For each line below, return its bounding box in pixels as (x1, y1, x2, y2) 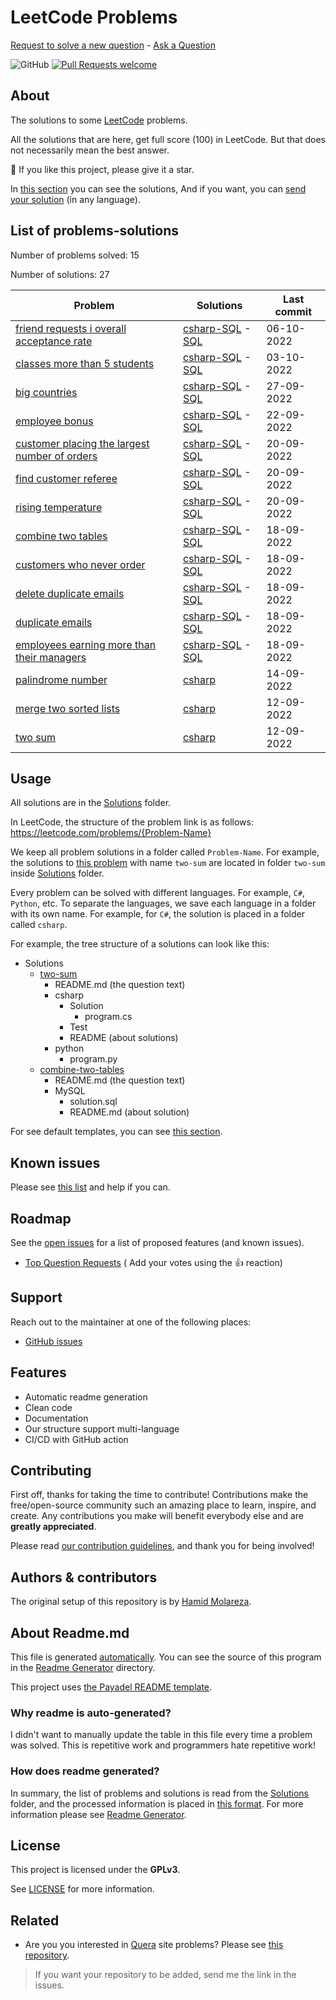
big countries (15, 385, 78, 399)
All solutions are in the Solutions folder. (10, 797, 172, 809)
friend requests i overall (15, 321, 127, 335)
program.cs (84, 1011, 133, 1023)
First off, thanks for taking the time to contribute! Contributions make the (10, 1489, 309, 1501)
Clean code (24, 1401, 73, 1413)
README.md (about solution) (69, 1106, 190, 1118)
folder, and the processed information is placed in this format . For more (10, 1797, 304, 1810)
